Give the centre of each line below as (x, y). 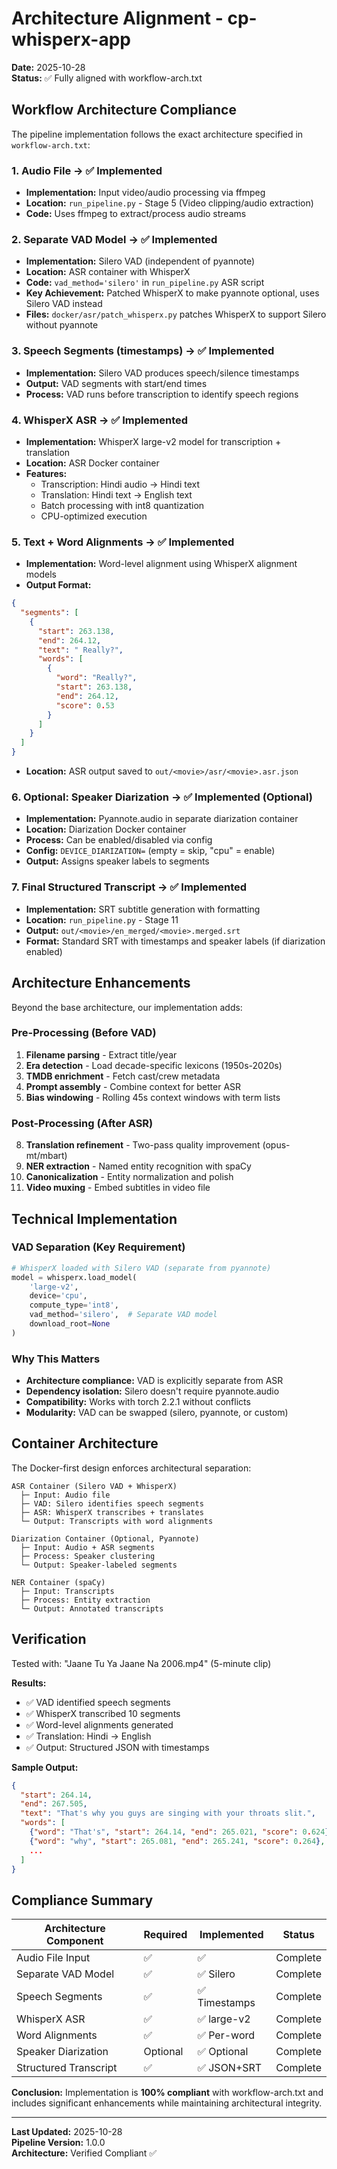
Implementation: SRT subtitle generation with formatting (143, 909)
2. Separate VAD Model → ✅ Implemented (114, 239)
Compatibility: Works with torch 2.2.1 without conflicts (138, 1402)
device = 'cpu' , (58, 1296)
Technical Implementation (94, 1218)
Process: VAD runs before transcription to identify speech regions (162, 394)
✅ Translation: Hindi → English (88, 1736)
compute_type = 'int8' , (74, 1305)
